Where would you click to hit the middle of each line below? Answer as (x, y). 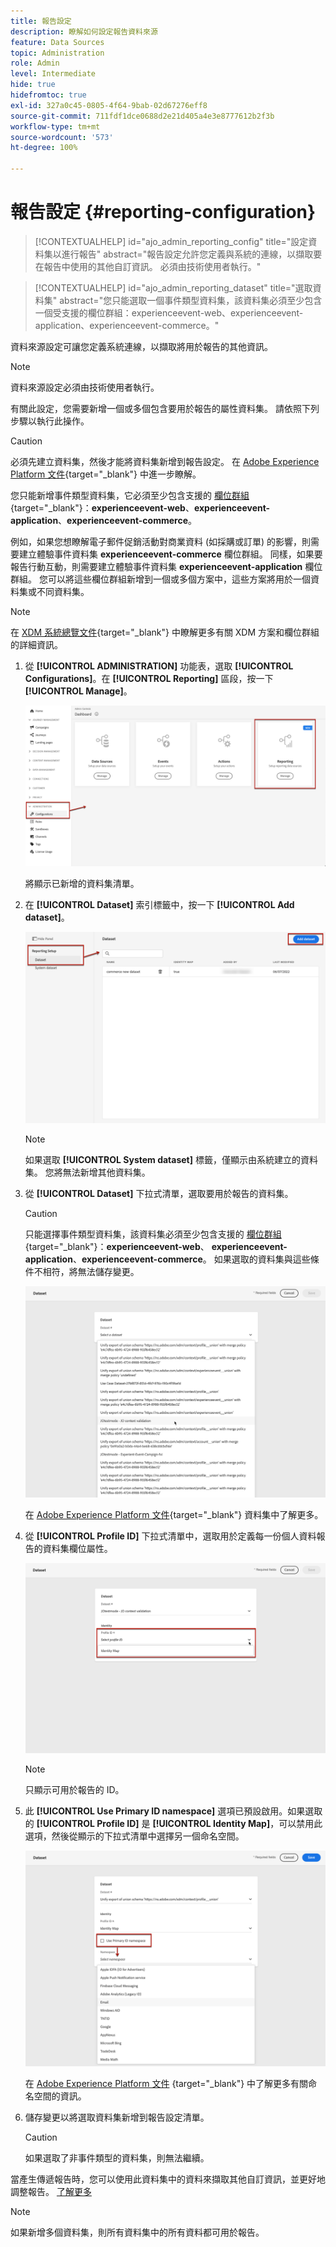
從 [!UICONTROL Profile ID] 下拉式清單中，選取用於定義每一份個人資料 (170, 1536)
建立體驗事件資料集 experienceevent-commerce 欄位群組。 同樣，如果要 (170, 554)
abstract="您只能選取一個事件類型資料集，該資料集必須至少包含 (191, 300)
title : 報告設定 (41, 21)
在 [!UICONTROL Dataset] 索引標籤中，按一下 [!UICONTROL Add (159, 904)
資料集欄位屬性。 (77, 1548)
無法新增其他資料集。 (106, 1172)
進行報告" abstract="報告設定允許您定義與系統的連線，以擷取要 (192, 254)
